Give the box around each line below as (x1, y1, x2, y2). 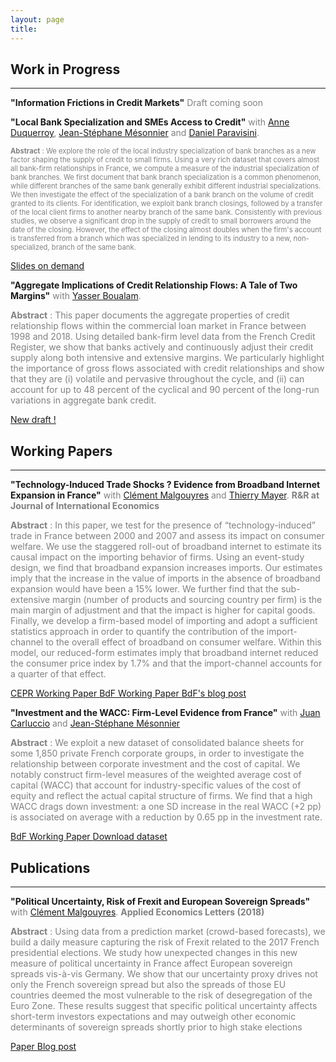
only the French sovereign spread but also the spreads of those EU (10, 978, 287, 990)
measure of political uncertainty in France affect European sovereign (10, 957, 293, 969)
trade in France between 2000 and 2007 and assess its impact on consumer (10, 530, 325, 542)
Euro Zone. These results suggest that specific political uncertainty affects (10, 999, 318, 1011)
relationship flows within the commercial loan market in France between (10, 320, 307, 332)
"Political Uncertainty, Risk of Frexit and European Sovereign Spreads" (10, 895, 311, 907)
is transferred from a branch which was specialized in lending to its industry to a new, (10, 234, 292, 244)
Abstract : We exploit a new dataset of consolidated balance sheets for (10, 737, 305, 749)
